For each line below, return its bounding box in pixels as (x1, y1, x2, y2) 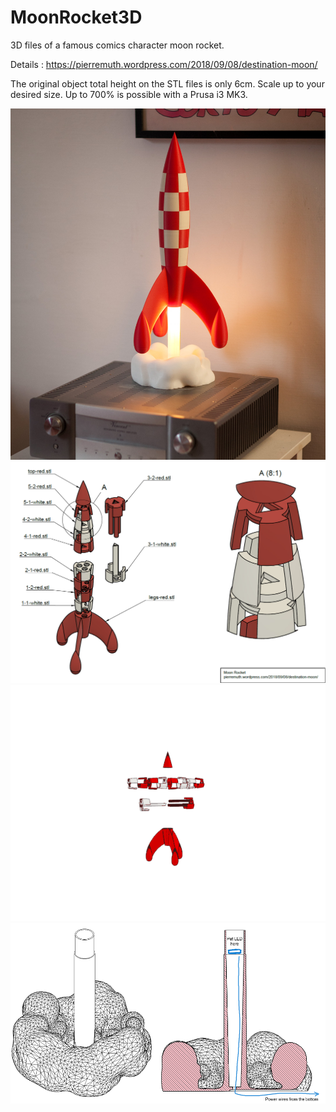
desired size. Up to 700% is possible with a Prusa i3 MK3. (10, 88, 248, 100)
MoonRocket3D (10, 6, 143, 29)
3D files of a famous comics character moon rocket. (10, 39, 225, 51)
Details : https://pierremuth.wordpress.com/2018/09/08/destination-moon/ (10, 58, 318, 70)
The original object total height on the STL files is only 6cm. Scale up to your (10, 77, 325, 90)
